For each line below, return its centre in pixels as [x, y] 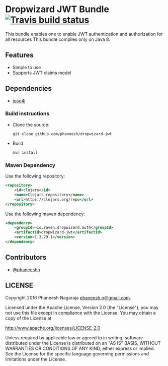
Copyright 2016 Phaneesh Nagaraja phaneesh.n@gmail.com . [68, 297]
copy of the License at [28, 318]
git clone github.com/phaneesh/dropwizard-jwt [62, 134]
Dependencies [28, 88]
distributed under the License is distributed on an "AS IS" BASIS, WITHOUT [83, 343]
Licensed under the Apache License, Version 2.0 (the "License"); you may [82, 307]
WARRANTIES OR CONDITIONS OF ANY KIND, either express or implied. [80, 348]
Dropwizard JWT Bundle [57, 9]
